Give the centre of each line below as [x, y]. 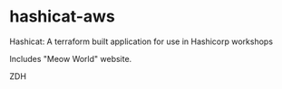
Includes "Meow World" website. [71, 58]
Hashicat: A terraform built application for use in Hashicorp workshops [141, 41]
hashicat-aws [63, 17]
